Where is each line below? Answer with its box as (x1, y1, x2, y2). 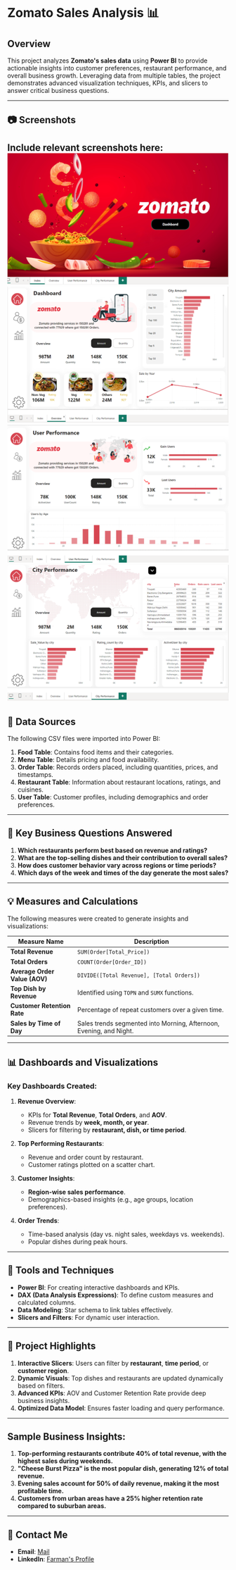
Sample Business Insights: (7, 1431, 126, 1443)
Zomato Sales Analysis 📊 (7, 5, 159, 21)
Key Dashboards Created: (7, 1081, 97, 1091)
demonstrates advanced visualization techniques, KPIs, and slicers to (7, 79, 209, 87)
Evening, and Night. (77, 1026, 134, 1035)
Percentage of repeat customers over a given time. (77, 1005, 224, 1014)
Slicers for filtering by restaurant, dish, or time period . (27, 1126, 187, 1134)
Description (133, 937, 169, 946)
